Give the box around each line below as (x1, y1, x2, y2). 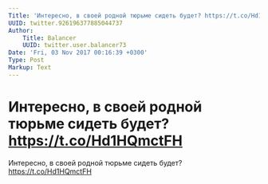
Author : (8, 26, 34, 34)
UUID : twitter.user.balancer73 (22, 41, 127, 49)
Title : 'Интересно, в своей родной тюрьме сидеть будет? (8, 11, 202, 20)
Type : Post (8, 57, 45, 65)
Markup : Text (8, 64, 52, 72)
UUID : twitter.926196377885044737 (8, 19, 124, 27)
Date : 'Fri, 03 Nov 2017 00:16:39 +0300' (8, 49, 148, 57)
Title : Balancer (22, 33, 77, 42)
